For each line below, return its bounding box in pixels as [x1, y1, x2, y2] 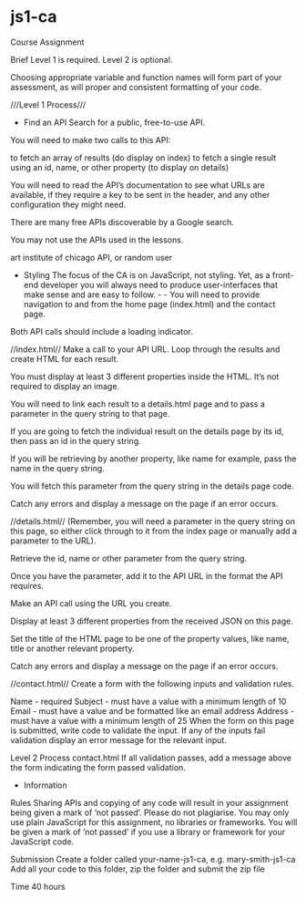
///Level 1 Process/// [10, 98, 87, 110]
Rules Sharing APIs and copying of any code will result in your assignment [10, 797, 290, 808]
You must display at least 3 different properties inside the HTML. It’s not [10, 371, 280, 382]
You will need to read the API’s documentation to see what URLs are [10, 180, 265, 191]
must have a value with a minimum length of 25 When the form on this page [10, 715, 295, 726]
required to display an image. [10, 380, 120, 391]
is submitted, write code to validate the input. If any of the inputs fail [10, 725, 266, 736]
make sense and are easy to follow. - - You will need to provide [23, 289, 260, 300]
